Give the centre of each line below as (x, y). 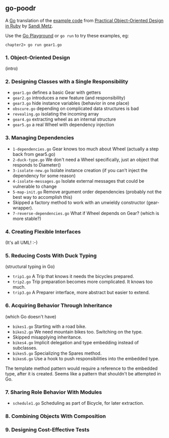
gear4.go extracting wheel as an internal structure (64, 119)
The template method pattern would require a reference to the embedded (81, 368)
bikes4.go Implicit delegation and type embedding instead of (76, 342)
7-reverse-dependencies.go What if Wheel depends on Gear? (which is (86, 213)
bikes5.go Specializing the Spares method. (57, 353)
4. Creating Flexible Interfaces (43, 232)
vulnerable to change (35, 186)
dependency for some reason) (44, 176)
